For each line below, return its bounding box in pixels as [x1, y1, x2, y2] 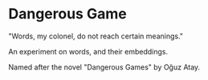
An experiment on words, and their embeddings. [8, 46, 169, 56]
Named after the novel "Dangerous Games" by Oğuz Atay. [8, 62, 201, 72]
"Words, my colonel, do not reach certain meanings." [8, 31, 183, 41]
